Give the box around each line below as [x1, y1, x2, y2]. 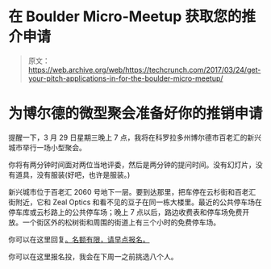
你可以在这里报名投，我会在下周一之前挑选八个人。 [8, 251, 178, 261]
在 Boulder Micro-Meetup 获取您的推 [8, 7, 256, 26]
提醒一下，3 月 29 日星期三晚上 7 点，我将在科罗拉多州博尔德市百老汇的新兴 [8, 132, 262, 142]
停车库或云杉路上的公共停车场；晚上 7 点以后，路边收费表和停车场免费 [8, 207, 243, 216]
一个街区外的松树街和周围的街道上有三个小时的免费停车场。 [22, 217, 220, 227]
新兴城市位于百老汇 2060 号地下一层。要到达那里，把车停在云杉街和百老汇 [8, 187, 256, 196]
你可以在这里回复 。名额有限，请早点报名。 [8, 234, 150, 244]
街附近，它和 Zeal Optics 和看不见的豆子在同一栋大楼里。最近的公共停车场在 [8, 197, 262, 207]
